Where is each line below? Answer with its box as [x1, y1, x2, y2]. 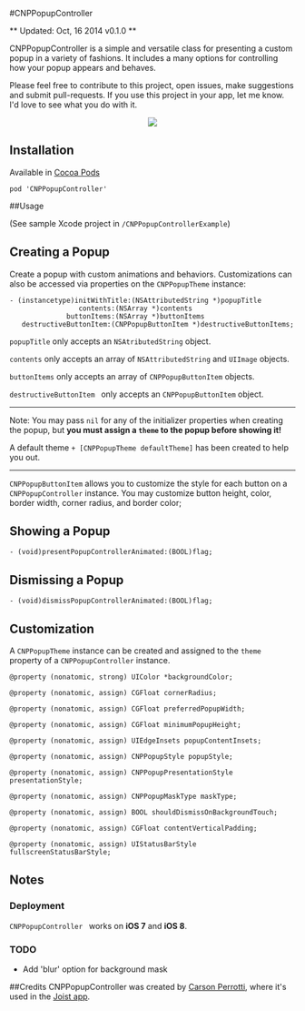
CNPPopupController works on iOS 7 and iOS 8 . [9, 920, 188, 931]
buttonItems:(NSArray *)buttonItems [66, 311, 205, 321]
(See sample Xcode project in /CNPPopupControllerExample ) [9, 217, 231, 228]
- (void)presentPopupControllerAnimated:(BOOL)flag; [9, 548, 213, 557]
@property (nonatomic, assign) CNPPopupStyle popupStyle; [9, 753, 233, 762]
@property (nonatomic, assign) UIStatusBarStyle [9, 840, 197, 849]
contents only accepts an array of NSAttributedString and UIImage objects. [9, 353, 290, 364]
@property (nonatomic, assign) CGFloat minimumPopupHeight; [9, 721, 242, 730]
